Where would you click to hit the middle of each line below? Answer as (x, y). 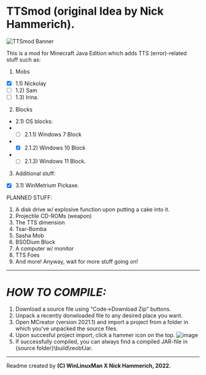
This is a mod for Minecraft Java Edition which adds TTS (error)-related (97, 53)
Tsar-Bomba (31, 229)
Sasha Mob (29, 236)
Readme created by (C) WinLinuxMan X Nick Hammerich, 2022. (89, 366)
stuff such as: (24, 59)
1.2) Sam (26, 90)
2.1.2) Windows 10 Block (55, 148)
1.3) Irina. (27, 97)
